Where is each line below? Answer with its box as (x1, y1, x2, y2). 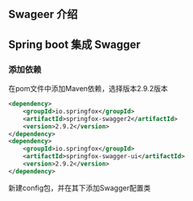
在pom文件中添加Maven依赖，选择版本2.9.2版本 (8, 84, 168, 94)
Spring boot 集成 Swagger (8, 37, 141, 51)
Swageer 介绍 (8, 7, 78, 22)
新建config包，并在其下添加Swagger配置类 (8, 182, 151, 192)
